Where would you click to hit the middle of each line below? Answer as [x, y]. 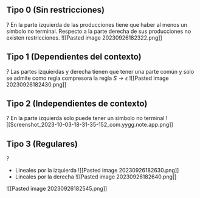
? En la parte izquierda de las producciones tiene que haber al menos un [97, 24]
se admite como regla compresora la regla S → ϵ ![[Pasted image [88, 78]
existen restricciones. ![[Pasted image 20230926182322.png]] [84, 37]
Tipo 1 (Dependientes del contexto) [74, 57]
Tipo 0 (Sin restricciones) [56, 10]
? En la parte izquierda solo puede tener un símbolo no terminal [85, 118]
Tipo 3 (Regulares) [42, 143]
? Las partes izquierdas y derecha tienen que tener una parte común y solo [100, 71]
